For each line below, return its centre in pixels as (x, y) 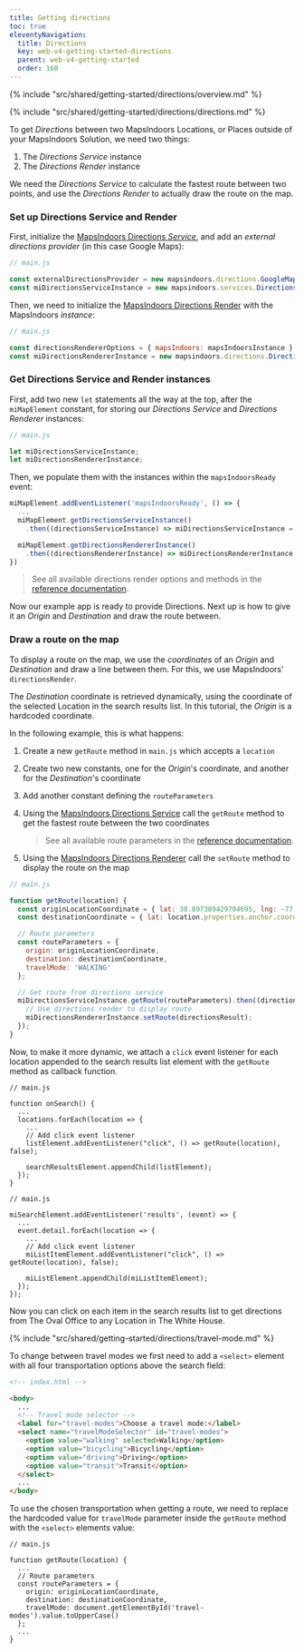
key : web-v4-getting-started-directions (95, 52)
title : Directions (52, 43)
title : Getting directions (60, 18)
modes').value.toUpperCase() (64, 1616)
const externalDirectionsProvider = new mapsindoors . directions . (135, 279)
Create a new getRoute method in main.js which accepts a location (149, 750)
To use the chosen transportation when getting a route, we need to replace (149, 1509)
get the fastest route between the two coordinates (116, 823)
